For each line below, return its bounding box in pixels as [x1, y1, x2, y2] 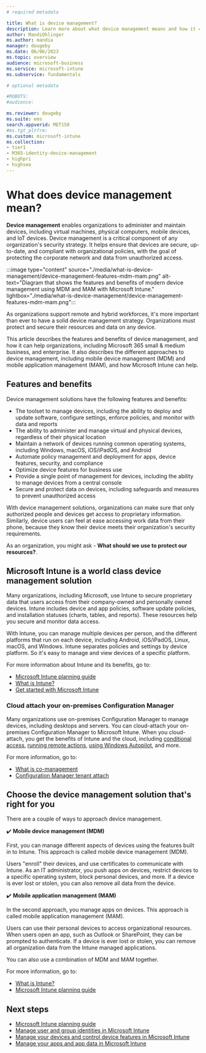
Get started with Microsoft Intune [15, 686, 99, 694]
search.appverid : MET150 [6, 121, 70, 128]
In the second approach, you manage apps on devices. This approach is [6, 906, 189, 914]
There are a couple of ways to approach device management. [6, 815, 162, 822]
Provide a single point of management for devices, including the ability [15, 472, 194, 480]
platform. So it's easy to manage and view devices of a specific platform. [6, 649, 191, 657]
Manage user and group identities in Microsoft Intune [15, 1027, 150, 1034]
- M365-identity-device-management [6, 150, 97, 156]
